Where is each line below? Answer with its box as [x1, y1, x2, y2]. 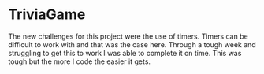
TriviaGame [8, 6, 86, 24]
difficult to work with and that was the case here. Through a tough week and [8, 39, 256, 49]
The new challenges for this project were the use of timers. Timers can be [8, 31, 248, 41]
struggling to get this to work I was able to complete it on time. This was [8, 48, 242, 57]
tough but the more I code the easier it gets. [8, 57, 151, 66]
